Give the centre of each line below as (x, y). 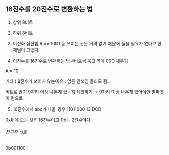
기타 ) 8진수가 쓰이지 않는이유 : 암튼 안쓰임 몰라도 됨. (57, 81)
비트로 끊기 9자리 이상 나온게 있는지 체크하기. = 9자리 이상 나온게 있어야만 (78, 92)
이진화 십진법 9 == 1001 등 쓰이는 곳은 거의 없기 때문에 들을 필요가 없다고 (84, 43)
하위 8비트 (23, 33)
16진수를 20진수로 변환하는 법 (49, 9)
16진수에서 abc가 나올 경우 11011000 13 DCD (57, 109)
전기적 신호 (16, 132)
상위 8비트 (23, 22)
